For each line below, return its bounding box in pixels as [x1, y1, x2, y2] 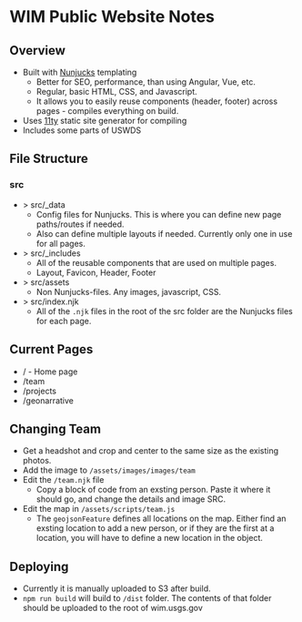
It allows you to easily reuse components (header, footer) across [35, 96, 278, 107]
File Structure [9, 151, 88, 167]
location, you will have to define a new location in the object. [35, 533, 264, 544]
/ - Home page [22, 366, 78, 377]
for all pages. [35, 238, 86, 249]
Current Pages [9, 342, 94, 357]
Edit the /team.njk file [22, 474, 105, 485]
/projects [22, 385, 57, 396]
